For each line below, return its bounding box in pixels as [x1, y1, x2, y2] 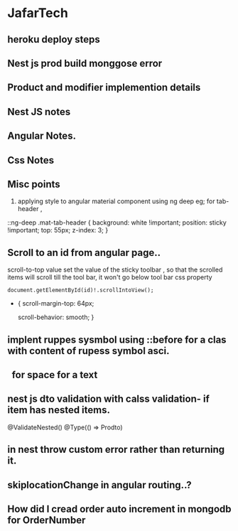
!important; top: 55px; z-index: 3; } [7, 226, 109, 235]
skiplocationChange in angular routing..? [7, 478, 192, 491]
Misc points [7, 178, 60, 190]
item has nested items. [7, 404, 110, 417]
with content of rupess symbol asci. [7, 345, 170, 357]
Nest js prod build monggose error [7, 57, 163, 69]
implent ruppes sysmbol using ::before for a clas [7, 333, 227, 345]
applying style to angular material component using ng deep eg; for [17, 197, 215, 205]
